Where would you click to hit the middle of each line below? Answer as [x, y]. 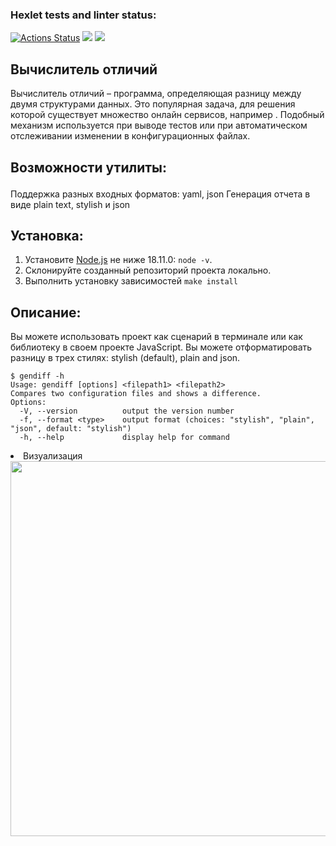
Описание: [46, 312]
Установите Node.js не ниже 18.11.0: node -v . [118, 260]
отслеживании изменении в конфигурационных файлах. [130, 136]
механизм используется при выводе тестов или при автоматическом [159, 125]
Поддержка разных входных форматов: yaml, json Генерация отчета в [160, 194]
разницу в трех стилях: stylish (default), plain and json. [125, 358]
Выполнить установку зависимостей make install [131, 281]
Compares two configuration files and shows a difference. [136, 394]
